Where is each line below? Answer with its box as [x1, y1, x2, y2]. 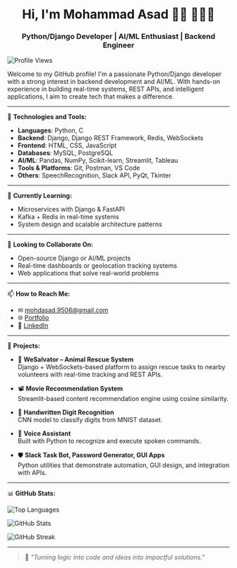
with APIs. [17, 469, 47, 477]
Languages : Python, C [17, 126, 83, 135]
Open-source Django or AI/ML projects [17, 254, 131, 263]
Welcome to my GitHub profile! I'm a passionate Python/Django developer [7, 70, 222, 78]
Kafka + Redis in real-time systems [17, 213, 120, 221]
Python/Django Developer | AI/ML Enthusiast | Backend [21, 32, 216, 42]
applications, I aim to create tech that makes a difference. [7, 92, 174, 101]
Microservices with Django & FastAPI [17, 205, 126, 214]
